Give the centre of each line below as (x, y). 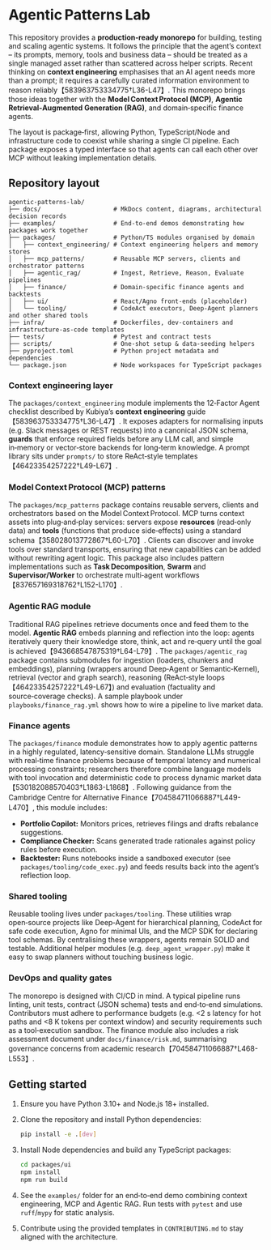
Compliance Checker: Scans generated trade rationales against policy (138, 841)
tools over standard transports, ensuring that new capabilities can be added (135, 549)
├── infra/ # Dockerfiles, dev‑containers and (121, 322)
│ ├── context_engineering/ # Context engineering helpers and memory (133, 245)
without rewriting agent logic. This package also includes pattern (116, 558)
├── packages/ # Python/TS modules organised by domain (131, 237)
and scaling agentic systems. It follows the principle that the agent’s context (135, 45)
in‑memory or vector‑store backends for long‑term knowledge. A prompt (129, 448)
